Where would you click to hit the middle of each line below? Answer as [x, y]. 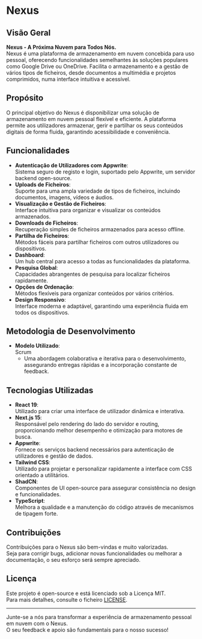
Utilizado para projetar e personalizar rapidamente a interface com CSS [103, 469]
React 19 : [27, 405]
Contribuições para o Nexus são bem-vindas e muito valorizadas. [87, 547]
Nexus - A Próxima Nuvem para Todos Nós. [61, 47]
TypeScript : [30, 501]
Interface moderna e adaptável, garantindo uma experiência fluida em [101, 306]
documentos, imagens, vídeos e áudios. [64, 197]
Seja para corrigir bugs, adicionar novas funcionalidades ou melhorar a [94, 553]
